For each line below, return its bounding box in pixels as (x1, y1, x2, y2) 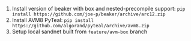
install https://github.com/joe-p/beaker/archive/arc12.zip (11, 11, 166, 17)
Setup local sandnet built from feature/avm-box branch (11, 28, 148, 35)
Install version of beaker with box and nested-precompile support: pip (11, 5, 186, 12)
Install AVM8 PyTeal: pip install (11, 17, 94, 23)
